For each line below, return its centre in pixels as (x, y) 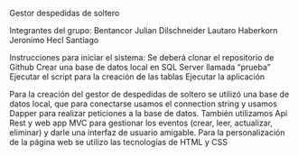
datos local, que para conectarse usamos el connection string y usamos (144, 104)
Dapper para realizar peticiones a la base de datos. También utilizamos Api (149, 113)
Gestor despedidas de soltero (65, 13)
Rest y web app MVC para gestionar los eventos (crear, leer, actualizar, (141, 123)
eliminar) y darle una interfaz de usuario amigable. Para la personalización (147, 133)
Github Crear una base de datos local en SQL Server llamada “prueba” (140, 67)
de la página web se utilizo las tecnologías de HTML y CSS (119, 142)
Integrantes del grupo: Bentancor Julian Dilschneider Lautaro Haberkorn (144, 30)
